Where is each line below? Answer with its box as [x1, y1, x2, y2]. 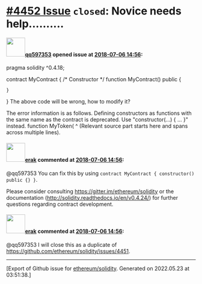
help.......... [6, 17, 64, 31]
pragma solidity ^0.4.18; [6, 64, 65, 72]
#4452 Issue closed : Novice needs [6, 4, 182, 18]
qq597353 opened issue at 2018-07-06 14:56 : [25, 51, 143, 58]
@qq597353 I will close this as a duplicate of [6, 241, 117, 248]
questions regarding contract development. [6, 200, 114, 208]
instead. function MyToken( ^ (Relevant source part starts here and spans [6, 122, 188, 130]
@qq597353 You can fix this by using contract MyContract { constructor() [6, 170, 195, 177]
